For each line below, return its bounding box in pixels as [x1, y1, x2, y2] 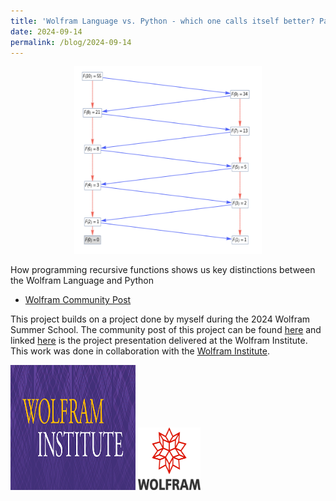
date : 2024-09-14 [10, 26, 83, 37]
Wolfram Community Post [24, 294, 132, 306]
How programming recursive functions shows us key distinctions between [10, 264, 316, 276]
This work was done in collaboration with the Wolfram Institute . [10, 345, 270, 357]
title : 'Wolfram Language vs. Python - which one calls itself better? [10, 16, 315, 26]
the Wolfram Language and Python [10, 275, 154, 287]
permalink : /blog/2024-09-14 [10, 37, 132, 47]
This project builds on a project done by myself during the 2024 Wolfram [10, 313, 311, 325]
